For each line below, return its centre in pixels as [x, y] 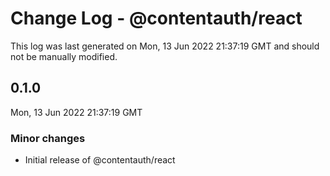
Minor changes [48, 138]
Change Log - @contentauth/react [156, 18]
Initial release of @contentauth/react [100, 160]
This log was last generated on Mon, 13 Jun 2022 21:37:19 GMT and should [165, 46]
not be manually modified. [64, 56]
